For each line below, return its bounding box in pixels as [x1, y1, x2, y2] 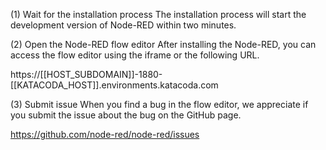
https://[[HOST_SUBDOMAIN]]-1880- [10, 69, 163, 80]
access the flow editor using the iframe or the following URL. [10, 49, 260, 61]
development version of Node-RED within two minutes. [10, 19, 237, 31]
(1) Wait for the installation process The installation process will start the [10, 9, 307, 20]
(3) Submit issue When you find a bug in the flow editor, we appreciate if [10, 99, 309, 110]
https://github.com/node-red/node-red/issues [10, 129, 200, 140]
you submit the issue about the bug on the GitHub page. [10, 109, 242, 121]
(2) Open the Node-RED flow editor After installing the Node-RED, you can [10, 39, 317, 50]
